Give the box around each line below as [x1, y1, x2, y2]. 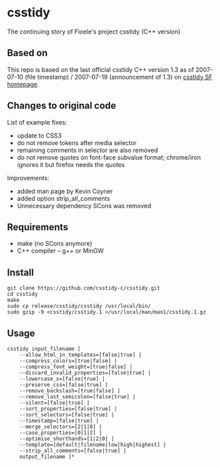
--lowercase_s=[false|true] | [19, 375, 106, 382]
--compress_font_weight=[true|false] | [19, 364, 133, 370]
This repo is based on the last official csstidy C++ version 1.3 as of [7, 65, 195, 73]
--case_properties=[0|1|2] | [19, 429, 102, 436]
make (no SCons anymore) [16, 240, 92, 248]
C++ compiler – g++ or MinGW [16, 247, 105, 255]
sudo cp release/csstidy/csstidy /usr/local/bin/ [7, 303, 152, 310]
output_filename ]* [19, 453, 75, 460]
